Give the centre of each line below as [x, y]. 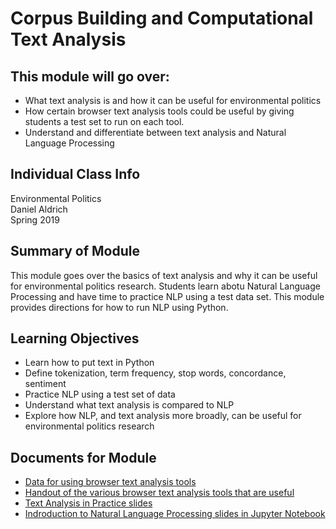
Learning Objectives [75, 338]
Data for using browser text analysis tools [110, 482]
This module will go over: [90, 76]
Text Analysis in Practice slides [88, 503]
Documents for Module [83, 457]
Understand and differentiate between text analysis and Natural [155, 132]
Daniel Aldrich [39, 209]
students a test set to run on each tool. [104, 121]
